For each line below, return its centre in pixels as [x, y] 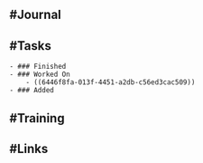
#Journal [35, 15]
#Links [29, 149]
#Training [37, 118]
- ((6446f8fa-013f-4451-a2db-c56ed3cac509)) [111, 82]
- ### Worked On [40, 75]
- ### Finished [38, 67]
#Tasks [31, 46]
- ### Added [32, 91]
